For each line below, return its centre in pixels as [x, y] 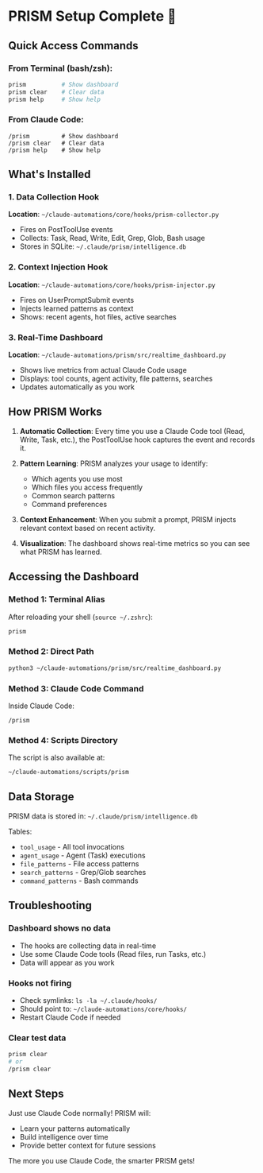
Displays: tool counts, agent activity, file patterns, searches [116, 379]
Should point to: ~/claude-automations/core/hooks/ [103, 1008]
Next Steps [36, 1094]
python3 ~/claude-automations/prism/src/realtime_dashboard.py [115, 668]
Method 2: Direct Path [51, 652]
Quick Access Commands [73, 46]
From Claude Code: [46, 120]
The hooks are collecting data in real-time [88, 946]
